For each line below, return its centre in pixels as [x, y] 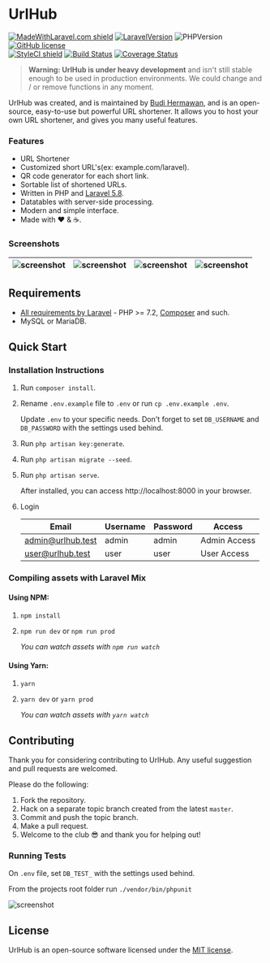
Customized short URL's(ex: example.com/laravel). [105, 167]
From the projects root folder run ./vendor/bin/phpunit [100, 889]
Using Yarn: [28, 665]
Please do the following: [49, 784]
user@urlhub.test [57, 553]
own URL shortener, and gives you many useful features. [103, 119]
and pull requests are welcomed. [63, 769]
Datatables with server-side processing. [87, 202]
